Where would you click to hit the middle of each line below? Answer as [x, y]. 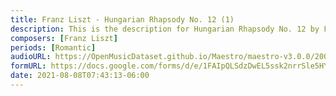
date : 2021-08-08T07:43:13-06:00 [80, 76]
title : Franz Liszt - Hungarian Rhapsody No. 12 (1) [122, 19]
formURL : [28, 66]
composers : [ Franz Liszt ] [64, 38]
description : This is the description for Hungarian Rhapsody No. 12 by [165, 29]
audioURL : [31, 57]
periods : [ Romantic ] [53, 47]
